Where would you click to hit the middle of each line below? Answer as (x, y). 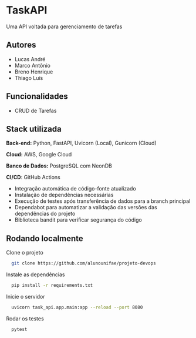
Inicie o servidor (26, 296)
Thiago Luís (29, 78)
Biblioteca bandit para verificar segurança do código (78, 220)
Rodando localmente (45, 238)
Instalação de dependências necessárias (64, 195)
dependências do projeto (45, 214)
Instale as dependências (36, 275)
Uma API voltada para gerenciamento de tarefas (64, 26)
